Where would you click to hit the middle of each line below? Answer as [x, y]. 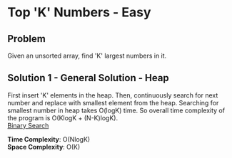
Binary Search [28, 125]
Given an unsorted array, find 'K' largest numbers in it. [87, 56]
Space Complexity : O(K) [44, 147]
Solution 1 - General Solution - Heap [88, 78]
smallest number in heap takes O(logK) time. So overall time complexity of [116, 110]
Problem [27, 39]
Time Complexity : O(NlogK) [49, 139]
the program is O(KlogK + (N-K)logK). [63, 117]
